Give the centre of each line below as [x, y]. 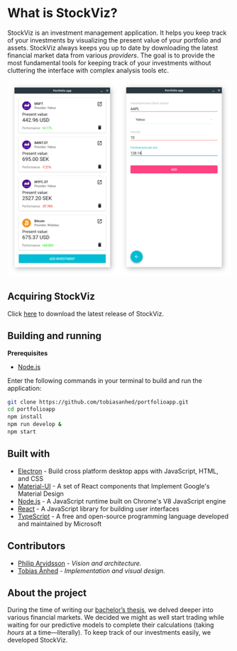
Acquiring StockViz [51, 297]
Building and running [54, 336]
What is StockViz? [62, 13]
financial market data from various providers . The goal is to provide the [111, 55]
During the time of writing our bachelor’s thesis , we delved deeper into [111, 610]
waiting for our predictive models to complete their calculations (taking [111, 625]
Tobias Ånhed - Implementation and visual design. [91, 571]
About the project [47, 592]
